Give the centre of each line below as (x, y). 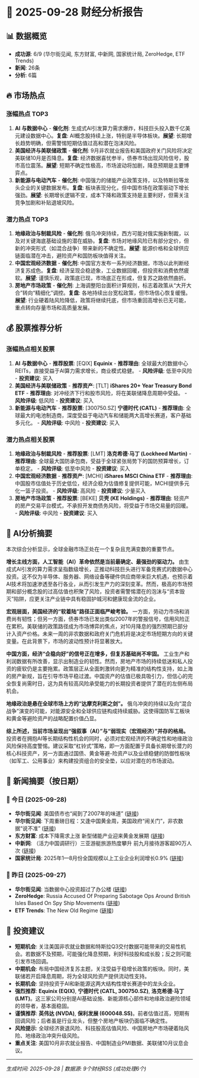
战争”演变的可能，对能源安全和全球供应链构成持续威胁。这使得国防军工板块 (98, 711)
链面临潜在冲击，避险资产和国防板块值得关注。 (72, 256)
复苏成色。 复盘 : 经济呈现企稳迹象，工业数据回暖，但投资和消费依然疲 (105, 270)
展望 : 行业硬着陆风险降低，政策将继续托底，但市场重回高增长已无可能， (102, 300)
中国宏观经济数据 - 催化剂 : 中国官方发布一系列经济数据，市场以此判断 (99, 263)
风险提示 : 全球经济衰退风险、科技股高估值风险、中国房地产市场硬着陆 (99, 1028)
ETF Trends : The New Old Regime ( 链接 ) (64, 910)
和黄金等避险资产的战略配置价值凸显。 (53, 718)
